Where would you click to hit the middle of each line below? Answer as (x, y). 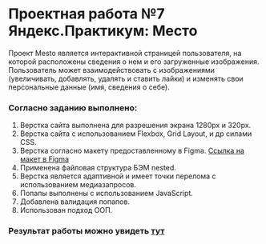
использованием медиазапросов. (78, 185)
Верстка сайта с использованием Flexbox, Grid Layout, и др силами (136, 134)
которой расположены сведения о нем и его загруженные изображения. (134, 62)
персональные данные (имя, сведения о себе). (89, 87)
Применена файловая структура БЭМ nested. (98, 168)
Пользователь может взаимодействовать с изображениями (111, 70)
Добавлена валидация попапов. (75, 202)
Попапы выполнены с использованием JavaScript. (107, 194)
